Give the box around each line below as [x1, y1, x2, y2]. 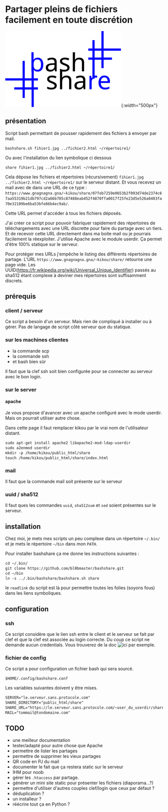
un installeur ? [12, 796, 41, 802]
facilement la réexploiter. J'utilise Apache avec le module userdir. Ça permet [5, 236, 162, 242]
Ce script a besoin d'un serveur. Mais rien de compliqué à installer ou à [5, 319, 152, 325]
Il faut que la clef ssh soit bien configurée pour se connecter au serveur [5, 368, 153, 374]
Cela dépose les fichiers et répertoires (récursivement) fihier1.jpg [5, 174, 144, 180]
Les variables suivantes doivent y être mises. [5, 685, 98, 691]
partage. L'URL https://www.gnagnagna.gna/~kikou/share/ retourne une [5, 256, 152, 262]
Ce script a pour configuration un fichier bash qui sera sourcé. [5, 666, 134, 672]
